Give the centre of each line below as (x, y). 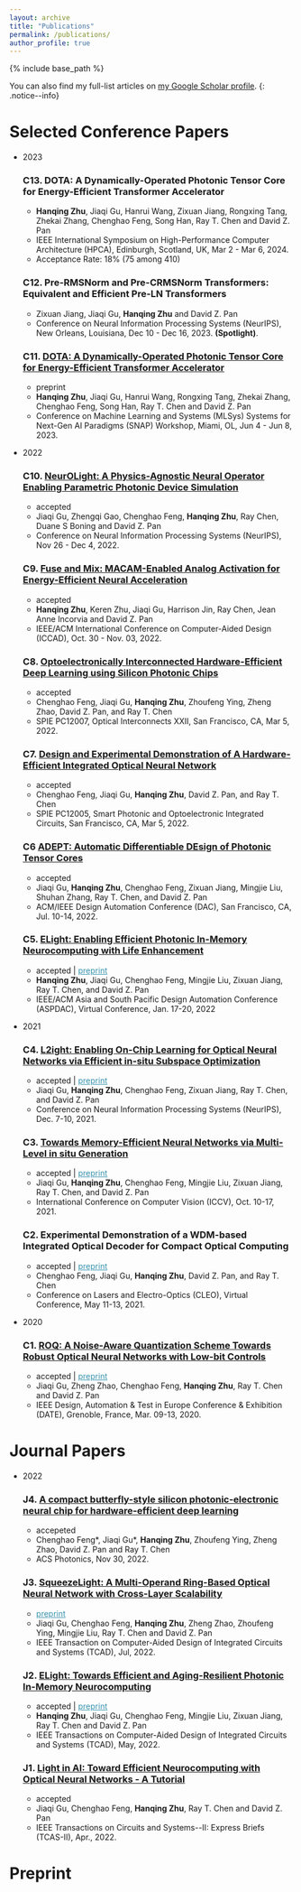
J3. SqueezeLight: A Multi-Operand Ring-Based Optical (146, 1582)
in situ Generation (89, 1154)
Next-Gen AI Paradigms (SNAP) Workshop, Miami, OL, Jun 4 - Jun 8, (164, 426)
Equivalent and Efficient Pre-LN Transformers (124, 294)
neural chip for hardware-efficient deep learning (130, 1510)
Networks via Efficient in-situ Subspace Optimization (141, 1061)
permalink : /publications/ (60, 34)
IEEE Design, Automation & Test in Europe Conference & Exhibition (159, 1405)
